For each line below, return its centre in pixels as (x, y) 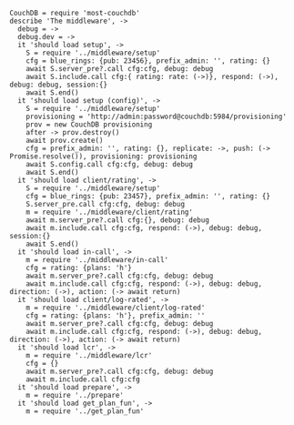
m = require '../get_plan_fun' (85, 411)
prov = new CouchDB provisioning (89, 125)
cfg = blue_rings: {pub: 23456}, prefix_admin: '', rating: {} (148, 61)
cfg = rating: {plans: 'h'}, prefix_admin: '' (116, 316)
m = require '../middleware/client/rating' (110, 212)
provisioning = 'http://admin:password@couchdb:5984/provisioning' (156, 116)
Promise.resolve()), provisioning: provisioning (103, 157)
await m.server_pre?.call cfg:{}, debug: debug (117, 220)
